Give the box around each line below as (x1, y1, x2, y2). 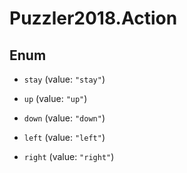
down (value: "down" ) (23, 112, 106, 124)
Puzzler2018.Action (9, 7, 178, 30)
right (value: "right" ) (23, 151, 115, 162)
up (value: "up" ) (23, 93, 88, 104)
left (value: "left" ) (23, 132, 106, 143)
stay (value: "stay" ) (23, 73, 106, 85)
